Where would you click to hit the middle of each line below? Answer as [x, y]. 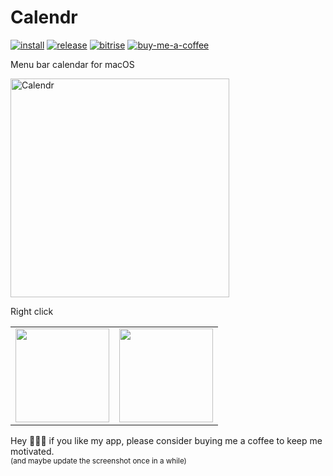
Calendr [44, 17]
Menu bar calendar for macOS [72, 64]
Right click [32, 311]
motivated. [32, 451]
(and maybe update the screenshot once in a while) [98, 461]
